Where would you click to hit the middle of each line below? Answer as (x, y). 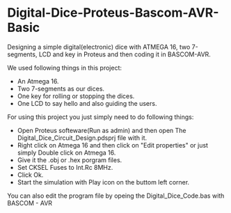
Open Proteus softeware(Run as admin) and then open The (102, 130)
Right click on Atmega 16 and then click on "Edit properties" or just (113, 145)
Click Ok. (30, 175)
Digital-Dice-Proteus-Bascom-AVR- (113, 13)
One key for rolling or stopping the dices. (76, 96)
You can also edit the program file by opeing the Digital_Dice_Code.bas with (116, 196)
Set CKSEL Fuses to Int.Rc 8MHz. (65, 167)
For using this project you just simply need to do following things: (101, 117)
